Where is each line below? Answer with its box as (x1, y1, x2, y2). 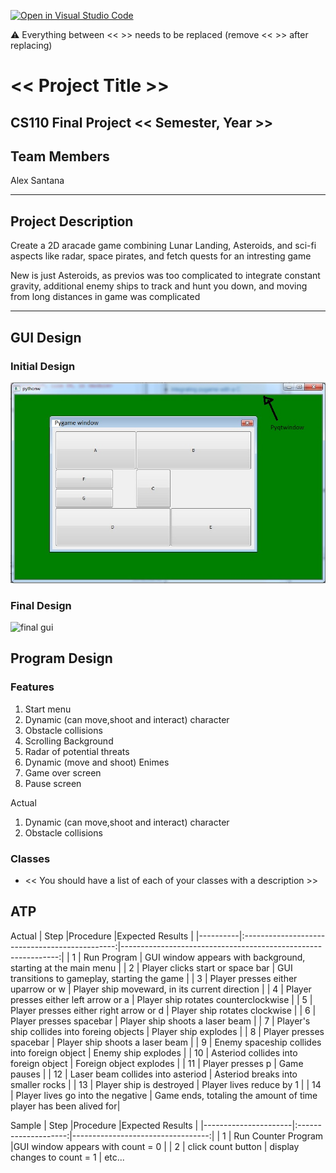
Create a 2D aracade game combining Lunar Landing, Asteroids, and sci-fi (10, 240, 317, 252)
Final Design (10, 598, 72, 612)
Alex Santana (10, 175, 65, 187)
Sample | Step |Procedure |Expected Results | (10, 1119, 199, 1131)
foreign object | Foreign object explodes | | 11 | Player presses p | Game (10, 1057, 304, 1069)
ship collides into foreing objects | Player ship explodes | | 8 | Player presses (10, 1025, 325, 1037)
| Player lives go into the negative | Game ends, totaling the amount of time (10, 1089, 318, 1101)
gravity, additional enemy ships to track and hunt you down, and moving (10, 280, 308, 292)
